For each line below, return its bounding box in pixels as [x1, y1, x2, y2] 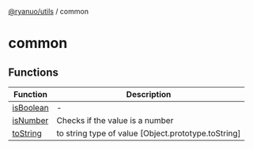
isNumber [12, 115, 49, 125]
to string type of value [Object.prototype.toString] [56, 128, 241, 139]
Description [126, 89, 172, 99]
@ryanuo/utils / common [8, 7, 89, 16]
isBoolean [12, 102, 49, 113]
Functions [8, 65, 59, 79]
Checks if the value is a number [56, 115, 174, 125]
